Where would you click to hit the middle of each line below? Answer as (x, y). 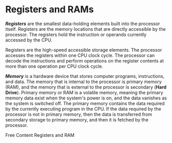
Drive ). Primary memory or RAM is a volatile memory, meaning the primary (84, 92)
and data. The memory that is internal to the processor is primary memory (83, 81)
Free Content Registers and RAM (40, 135)
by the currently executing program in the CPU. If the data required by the (83, 109)
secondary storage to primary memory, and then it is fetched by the (77, 119)
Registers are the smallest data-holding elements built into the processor (83, 24)
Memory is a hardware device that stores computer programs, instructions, (85, 76)
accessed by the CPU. (29, 40)
